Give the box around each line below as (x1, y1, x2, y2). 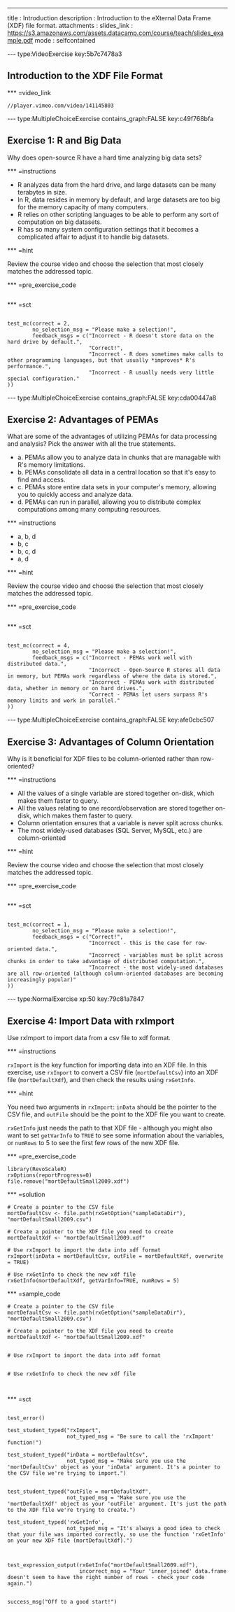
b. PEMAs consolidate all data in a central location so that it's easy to (17, 468, 216, 477)
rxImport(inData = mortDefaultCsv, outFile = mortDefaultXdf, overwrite (7, 1253, 224, 1260)
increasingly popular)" (7, 976, 77, 983)
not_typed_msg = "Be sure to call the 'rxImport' (66, 1433, 215, 1441)
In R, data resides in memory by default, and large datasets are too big (17, 195, 220, 204)
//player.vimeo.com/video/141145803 (7, 102, 114, 109)
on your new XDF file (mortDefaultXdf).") (7, 1537, 133, 1544)
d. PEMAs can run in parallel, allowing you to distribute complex (17, 498, 201, 506)
